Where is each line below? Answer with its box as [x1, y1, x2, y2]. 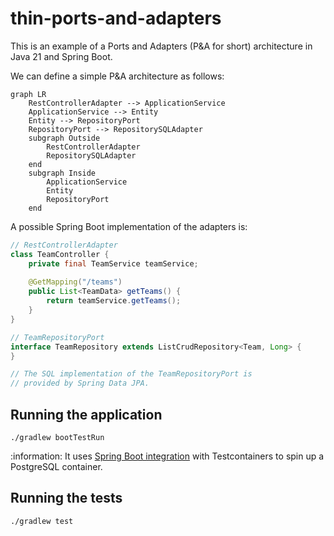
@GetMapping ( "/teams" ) [28, 277, 123, 287]
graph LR [10, 89, 47, 99]
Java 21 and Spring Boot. [10, 50, 113, 62]
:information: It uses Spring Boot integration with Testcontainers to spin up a [10, 450, 325, 462]
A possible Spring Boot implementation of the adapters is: [10, 220, 248, 232]
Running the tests [10, 490, 123, 507]
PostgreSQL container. [10, 461, 103, 472]
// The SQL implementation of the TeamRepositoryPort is [10, 369, 253, 379]
